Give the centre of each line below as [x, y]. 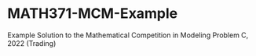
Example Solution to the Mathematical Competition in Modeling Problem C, [128, 35]
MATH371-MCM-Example [93, 14]
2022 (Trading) [32, 43]
